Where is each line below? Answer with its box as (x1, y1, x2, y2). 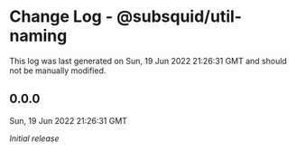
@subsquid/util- (116, 6, 242, 27)
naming (9, 25, 68, 46)
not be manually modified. (9, 65, 106, 76)
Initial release (9, 133, 60, 144)
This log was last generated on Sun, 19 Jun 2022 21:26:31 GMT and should (9, 55, 287, 66)
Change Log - (9, 6, 114, 27)
